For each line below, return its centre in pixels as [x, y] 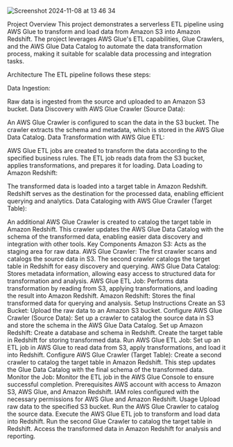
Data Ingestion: [29, 88]
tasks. [16, 61]
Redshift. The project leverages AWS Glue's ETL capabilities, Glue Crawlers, [116, 39]
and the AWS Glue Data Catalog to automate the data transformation [105, 46]
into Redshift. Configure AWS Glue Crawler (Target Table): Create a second [114, 355]
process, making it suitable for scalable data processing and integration [109, 54]
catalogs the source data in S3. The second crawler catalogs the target [109, 259]
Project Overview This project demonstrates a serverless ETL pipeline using [115, 24]
